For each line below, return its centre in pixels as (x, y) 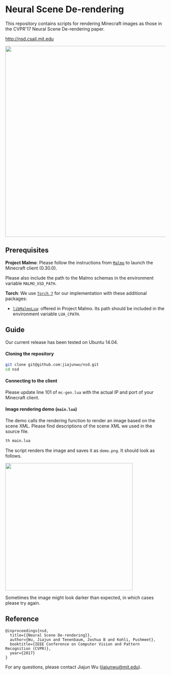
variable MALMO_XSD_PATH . (31, 283)
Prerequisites (27, 250)
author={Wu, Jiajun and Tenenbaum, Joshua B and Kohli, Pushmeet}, (83, 640)
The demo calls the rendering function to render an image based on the (80, 420)
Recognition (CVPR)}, (28, 649)
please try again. (23, 603)
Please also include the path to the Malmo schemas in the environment (79, 278)
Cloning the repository (30, 354)
